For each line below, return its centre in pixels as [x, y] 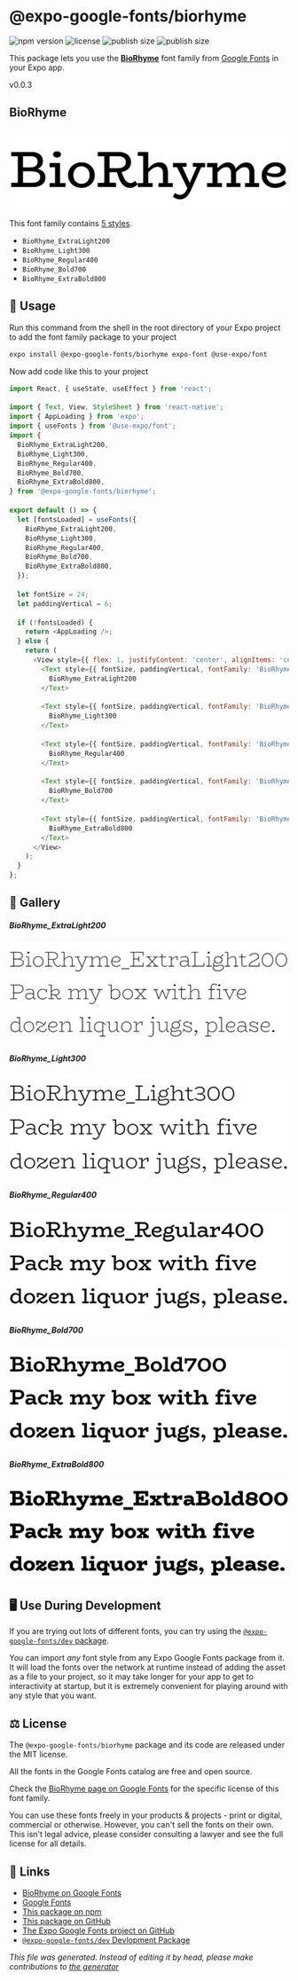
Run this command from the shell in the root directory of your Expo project [145, 327]
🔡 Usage [32, 307]
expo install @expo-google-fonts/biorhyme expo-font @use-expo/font [138, 354]
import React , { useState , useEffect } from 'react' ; [111, 389]
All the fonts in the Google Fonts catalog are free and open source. [131, 1772]
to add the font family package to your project [93, 337]
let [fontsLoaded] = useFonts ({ [77, 519]
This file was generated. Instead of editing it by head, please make [132, 1957]
